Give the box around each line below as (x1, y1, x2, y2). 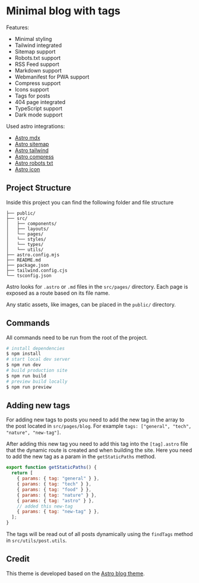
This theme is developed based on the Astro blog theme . (6, 569, 145, 577)
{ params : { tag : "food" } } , (17, 486, 92, 493)
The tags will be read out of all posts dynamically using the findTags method (6, 531, 193, 537)
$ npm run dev (6, 362, 42, 368)
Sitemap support (14, 48, 56, 55)
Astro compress (14, 153, 55, 160)
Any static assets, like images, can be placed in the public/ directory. (6, 301, 176, 308)
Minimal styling (14, 35, 52, 42)
